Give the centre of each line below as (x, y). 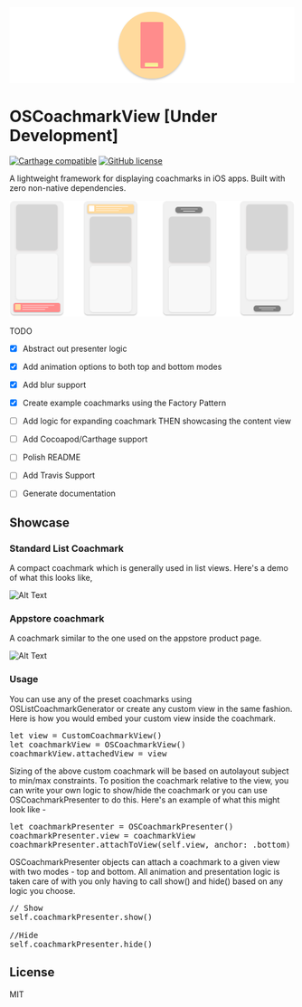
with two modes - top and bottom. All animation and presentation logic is (145, 871)
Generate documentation (69, 494)
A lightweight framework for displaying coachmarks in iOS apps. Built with (147, 178)
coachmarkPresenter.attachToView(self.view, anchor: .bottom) (150, 845)
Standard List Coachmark (66, 548)
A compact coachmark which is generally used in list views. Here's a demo (149, 568)
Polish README (52, 457)
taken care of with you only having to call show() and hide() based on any (146, 881)
